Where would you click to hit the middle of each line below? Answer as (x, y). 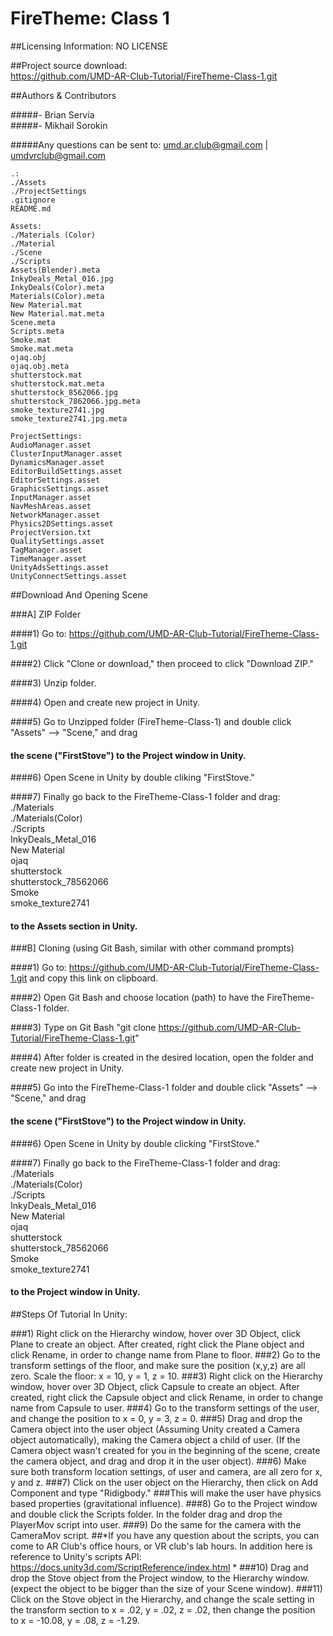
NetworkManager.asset (55, 515)
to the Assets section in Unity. (74, 926)
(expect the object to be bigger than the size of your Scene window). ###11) (166, 1588)
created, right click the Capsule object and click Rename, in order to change (167, 1397)
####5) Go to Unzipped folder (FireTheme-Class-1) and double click (151, 721)
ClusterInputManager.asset (66, 453)
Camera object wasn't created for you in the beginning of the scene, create (165, 1450)
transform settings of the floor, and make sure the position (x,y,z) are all (158, 1365)
